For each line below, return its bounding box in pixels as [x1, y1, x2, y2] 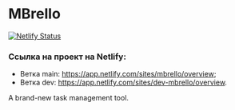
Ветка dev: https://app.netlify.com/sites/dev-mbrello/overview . [19, 77, 228, 88]
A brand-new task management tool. [8, 93, 129, 103]
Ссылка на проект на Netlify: [8, 51, 126, 62]
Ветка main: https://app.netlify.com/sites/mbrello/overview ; [19, 69, 217, 79]
